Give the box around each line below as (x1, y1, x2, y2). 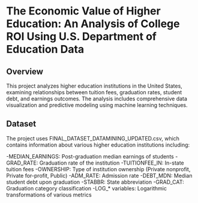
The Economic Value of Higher (6, 4, 161, 18)
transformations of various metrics (6, 191, 92, 198)
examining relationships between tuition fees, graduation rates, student (6, 89, 182, 95)
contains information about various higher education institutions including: (6, 141, 190, 148)
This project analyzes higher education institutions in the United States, (6, 82, 183, 89)
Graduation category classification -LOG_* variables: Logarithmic (6, 184, 167, 192)
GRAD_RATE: (6, 159, 38, 166)
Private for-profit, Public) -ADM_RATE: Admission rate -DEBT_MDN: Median (6, 172, 193, 179)
